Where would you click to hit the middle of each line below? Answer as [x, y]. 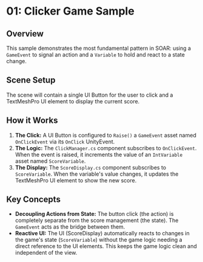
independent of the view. [46, 253]
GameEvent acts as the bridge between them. [70, 227]
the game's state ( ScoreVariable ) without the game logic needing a [99, 240]
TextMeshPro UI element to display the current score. [73, 101]
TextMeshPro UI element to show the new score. [76, 180]
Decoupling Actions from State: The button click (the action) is [94, 214]
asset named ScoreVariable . [50, 161]
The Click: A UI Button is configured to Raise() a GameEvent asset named [106, 135]
